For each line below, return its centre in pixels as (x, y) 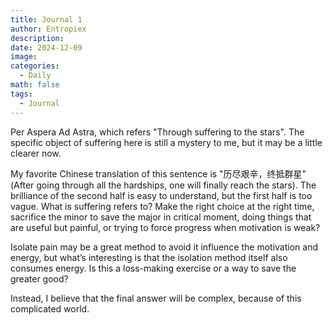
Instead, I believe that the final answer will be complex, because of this (156, 298)
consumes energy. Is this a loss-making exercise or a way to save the (153, 268)
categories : (35, 66)
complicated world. (50, 308)
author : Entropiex (48, 29)
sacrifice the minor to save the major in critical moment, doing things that (161, 217)
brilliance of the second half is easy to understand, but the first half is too (161, 195)
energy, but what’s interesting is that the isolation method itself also (149, 257)
